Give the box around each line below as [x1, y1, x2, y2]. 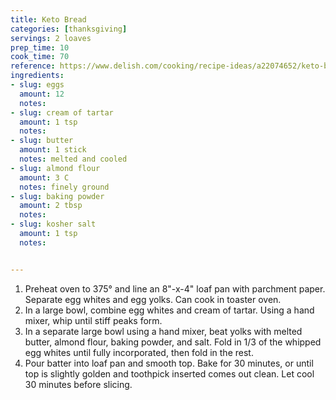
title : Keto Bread [10, 14, 87, 25]
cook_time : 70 [10, 52, 70, 62]
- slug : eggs [10, 80, 65, 90]
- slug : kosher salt [10, 219, 97, 230]
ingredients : [10, 71, 65, 81]
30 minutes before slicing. [24, 378, 133, 390]
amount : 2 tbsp [19, 201, 83, 211]
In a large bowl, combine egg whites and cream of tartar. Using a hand [24, 304, 315, 316]
